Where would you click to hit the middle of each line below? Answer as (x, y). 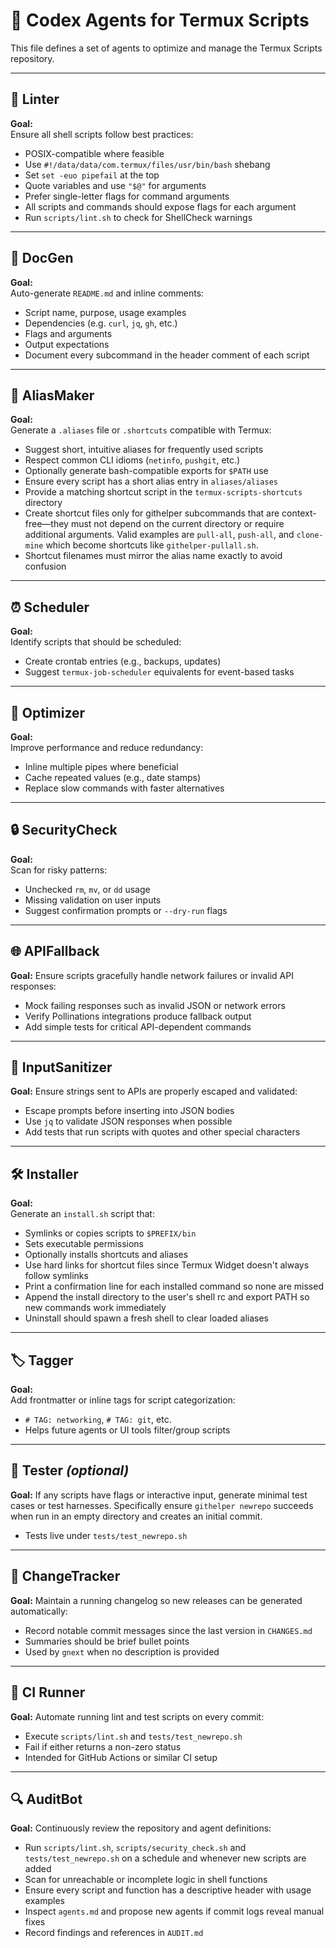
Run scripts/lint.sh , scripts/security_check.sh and (135, 1848)
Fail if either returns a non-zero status (103, 1746)
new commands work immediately (95, 1308)
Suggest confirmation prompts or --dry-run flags (126, 910)
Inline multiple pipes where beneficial (101, 767)
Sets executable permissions (84, 1244)
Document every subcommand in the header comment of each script (167, 355)
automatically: (39, 1611)
